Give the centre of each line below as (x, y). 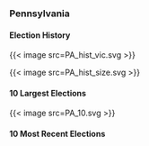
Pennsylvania (39, 14)
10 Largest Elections (48, 93)
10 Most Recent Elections (57, 133)
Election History (40, 35)
